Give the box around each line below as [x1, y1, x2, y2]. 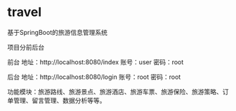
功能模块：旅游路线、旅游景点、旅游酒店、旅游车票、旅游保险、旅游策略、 [7, 87, 223, 96]
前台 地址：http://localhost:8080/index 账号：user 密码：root [7, 57, 184, 66]
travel [7, 4, 42, 20]
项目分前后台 [7, 43, 44, 51]
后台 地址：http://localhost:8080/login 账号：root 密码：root [7, 73, 181, 81]
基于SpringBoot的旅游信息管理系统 [7, 28, 107, 36]
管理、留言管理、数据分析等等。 [13, 96, 106, 105]
